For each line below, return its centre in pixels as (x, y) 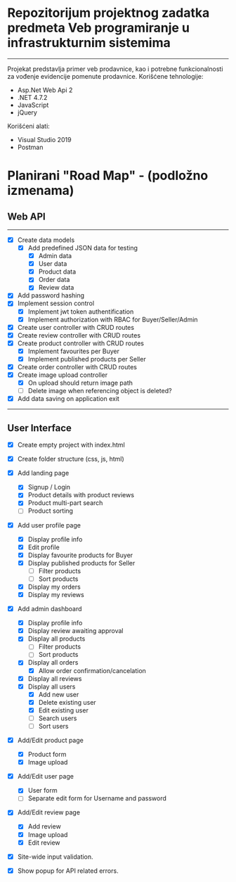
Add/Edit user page (45, 776)
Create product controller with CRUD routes (80, 343)
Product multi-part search (65, 503)
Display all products (57, 639)
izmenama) (41, 191)
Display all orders (53, 663)
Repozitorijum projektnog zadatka (109, 13)
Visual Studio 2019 (44, 139)
